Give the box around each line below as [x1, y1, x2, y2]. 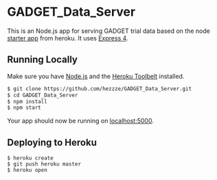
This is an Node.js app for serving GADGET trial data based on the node [7, 27, 211, 35]
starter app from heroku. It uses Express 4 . [7, 34, 128, 42]
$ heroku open [7, 167, 48, 174]
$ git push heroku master [7, 161, 81, 168]
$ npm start [7, 104, 41, 112]
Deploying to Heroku [7, 136, 98, 148]
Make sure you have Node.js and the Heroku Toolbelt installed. [7, 72, 185, 80]
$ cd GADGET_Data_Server [7, 92, 78, 99]
